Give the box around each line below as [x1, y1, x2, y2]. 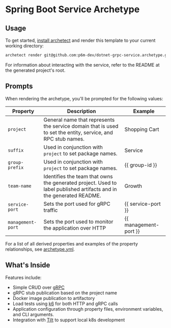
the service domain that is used [43, 122, 119, 129]
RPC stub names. [43, 135, 85, 142]
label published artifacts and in [43, 185, 117, 193]
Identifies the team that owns [43, 173, 113, 180]
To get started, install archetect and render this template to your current [5, 37, 156, 43]
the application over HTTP [43, 224, 106, 231]
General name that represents [43, 116, 115, 123]
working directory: [5, 43, 44, 49]
